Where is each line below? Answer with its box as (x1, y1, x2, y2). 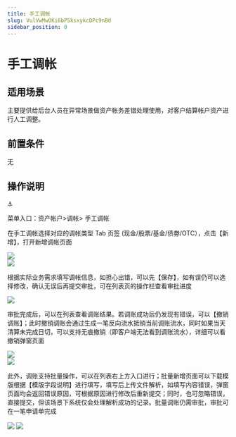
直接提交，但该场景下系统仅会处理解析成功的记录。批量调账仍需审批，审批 (7, 398, 223, 406)
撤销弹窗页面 (7, 336, 44, 345)
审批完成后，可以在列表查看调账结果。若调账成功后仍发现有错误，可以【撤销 (7, 310, 229, 318)
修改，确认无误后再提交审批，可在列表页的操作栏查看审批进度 (13, 282, 192, 290)
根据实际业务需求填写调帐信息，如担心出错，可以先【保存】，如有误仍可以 (7, 273, 220, 281)
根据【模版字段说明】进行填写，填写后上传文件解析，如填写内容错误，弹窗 (13, 381, 229, 388)
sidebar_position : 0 (7, 23, 68, 30)
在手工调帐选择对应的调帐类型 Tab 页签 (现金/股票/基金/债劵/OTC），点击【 (7, 229, 223, 237)
